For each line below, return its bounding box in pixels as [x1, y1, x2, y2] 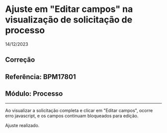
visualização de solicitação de [5, 14, 133, 25]
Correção [5, 56, 35, 64]
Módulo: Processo [5, 90, 63, 98]
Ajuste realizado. [5, 122, 40, 128]
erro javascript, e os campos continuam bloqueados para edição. [5, 113, 139, 119]
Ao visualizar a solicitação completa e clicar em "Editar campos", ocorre [5, 107, 153, 113]
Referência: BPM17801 [5, 72, 76, 81]
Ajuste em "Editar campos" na [5, 3, 133, 15]
